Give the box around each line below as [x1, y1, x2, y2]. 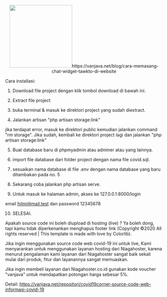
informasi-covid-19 [5, 286, 44, 292]
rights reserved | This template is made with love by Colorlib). [5, 231, 132, 236]
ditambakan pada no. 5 [12, 172, 60, 177]
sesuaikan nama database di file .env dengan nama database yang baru [12, 166, 161, 172]
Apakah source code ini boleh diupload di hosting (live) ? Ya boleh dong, [5, 220, 154, 226]
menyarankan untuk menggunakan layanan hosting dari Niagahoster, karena [5, 246, 162, 251]
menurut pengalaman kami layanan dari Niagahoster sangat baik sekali [5, 251, 151, 257]
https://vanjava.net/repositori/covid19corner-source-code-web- [19, 281, 151, 287]
